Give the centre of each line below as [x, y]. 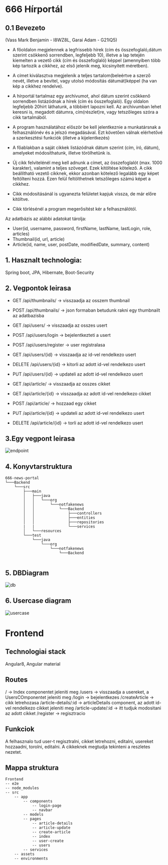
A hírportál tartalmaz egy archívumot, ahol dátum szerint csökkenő [81, 96]
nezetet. [14, 752]
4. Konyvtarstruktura [39, 466]
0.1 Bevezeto [25, 28]
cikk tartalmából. [30, 117]
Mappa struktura [32, 768]
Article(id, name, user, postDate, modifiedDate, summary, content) [81, 244]
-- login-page [47, 806]
